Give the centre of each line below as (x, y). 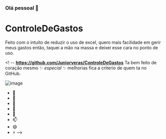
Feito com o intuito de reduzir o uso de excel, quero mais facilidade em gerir (83, 42)
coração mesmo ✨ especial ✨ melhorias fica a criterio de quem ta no (76, 68)
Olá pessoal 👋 (22, 8)
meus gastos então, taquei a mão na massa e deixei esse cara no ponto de (82, 47)
